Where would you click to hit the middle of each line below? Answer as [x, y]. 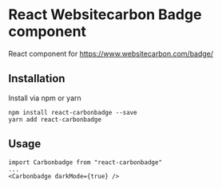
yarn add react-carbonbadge [55, 119]
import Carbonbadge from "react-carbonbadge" [85, 162]
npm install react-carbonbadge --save [73, 112]
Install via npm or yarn [45, 98]
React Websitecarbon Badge [105, 15]
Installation [37, 78]
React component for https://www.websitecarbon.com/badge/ [111, 53]
